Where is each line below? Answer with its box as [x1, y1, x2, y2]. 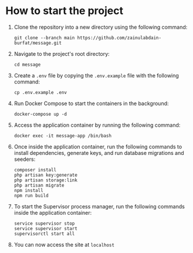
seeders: [13, 156, 36, 163]
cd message [13, 62, 41, 68]
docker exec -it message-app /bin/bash [13, 133, 112, 139]
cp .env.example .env [13, 89, 67, 95]
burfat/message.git [13, 40, 62, 46]
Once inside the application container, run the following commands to [13, 143, 182, 150]
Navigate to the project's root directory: [13, 50, 110, 57]
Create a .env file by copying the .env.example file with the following [13, 72, 180, 79]
